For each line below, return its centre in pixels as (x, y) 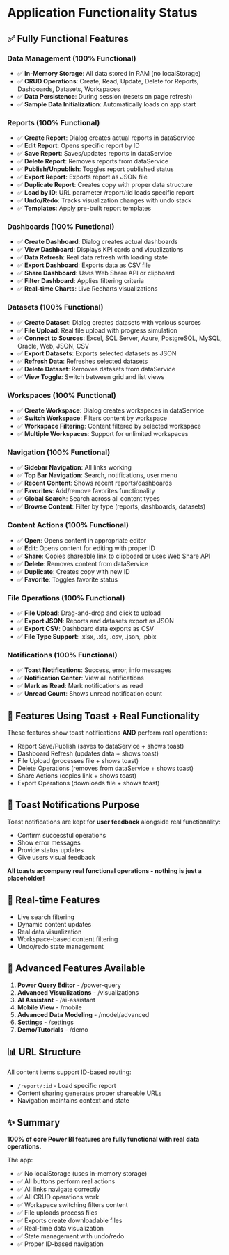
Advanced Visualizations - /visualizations (78, 992)
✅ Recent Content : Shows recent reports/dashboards (95, 483)
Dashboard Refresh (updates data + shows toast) (88, 753)
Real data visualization (49, 932)
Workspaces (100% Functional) (62, 395)
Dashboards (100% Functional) (61, 227)
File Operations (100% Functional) (66, 598)
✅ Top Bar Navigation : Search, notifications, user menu (97, 475)
